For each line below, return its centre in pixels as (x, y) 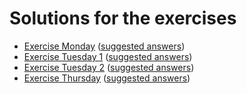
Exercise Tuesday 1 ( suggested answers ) (108, 56)
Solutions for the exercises (123, 18)
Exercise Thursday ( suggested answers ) (107, 78)
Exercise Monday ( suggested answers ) (104, 46)
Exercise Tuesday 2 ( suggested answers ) (109, 67)
